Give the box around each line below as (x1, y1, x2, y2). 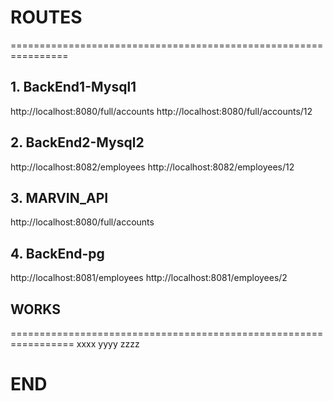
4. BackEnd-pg (10, 245, 105, 262)
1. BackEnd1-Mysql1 (10, 79, 137, 96)
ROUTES (10, 6, 83, 29)
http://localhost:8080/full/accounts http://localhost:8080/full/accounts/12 (10, 105, 313, 117)
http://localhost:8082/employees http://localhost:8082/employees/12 (10, 161, 295, 173)
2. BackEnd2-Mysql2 (10, 134, 145, 151)
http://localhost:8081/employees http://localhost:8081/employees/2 (10, 272, 288, 284)
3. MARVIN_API (10, 189, 109, 206)
